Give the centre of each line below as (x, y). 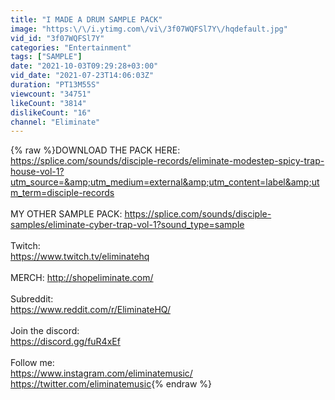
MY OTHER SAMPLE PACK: (66, 214)
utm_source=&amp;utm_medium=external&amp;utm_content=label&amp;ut (165, 182)
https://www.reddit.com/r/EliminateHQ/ (90, 310)
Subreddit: (32, 299)
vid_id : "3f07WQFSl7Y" (57, 38)
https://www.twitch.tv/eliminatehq (80, 257)
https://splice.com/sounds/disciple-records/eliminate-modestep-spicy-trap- (167, 161)
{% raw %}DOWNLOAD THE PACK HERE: (95, 150)
